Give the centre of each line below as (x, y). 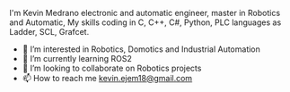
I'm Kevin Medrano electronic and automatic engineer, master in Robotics (145, 13)
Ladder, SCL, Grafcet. (49, 32)
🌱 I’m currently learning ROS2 (77, 59)
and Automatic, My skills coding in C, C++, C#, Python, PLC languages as (145, 22)
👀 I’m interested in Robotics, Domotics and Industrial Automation (141, 49)
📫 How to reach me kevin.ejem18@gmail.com (107, 78)
